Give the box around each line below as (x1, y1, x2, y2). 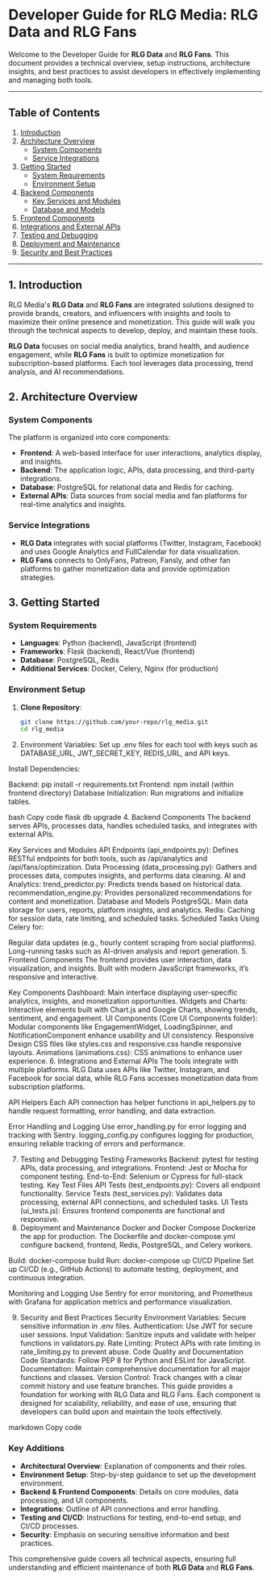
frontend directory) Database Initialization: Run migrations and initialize (8, 788, 244, 798)
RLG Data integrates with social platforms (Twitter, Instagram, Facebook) (19, 538, 262, 547)
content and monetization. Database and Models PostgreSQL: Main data (8, 896, 248, 906)
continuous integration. (8, 1273, 85, 1283)
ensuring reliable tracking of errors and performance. (8, 1139, 186, 1149)
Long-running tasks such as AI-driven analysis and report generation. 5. (8, 946, 248, 956)
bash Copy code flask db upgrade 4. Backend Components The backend (8, 813, 252, 822)
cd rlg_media (19, 726, 65, 734)
